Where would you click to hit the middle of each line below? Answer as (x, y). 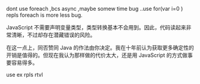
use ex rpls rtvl (25, 75)
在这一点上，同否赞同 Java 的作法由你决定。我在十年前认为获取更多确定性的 (100, 48)
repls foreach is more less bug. (44, 15)
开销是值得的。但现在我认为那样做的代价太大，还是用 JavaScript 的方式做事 (100, 55)
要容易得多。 (22, 63)
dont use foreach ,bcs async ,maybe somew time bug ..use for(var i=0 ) (95, 9)
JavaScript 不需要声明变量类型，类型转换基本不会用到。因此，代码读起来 (96, 27)
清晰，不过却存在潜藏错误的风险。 (53, 35)
